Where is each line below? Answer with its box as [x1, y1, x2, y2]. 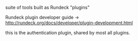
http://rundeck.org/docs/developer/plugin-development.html [5, 20, 133, 26]
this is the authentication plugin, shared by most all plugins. [5, 30, 130, 35]
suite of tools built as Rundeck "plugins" [5, 5, 90, 10]
